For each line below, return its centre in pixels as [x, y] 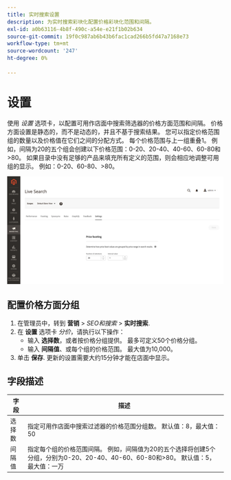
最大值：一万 [45, 466]
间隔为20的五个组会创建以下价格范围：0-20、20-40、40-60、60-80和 [120, 149]
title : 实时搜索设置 [33, 14]
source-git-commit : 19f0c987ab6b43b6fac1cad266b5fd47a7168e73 [98, 37]
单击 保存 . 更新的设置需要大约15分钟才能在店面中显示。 [95, 357]
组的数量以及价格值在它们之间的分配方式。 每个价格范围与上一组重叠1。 [109, 140]
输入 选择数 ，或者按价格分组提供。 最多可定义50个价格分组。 [114, 340]
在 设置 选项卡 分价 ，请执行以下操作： [71, 332]
